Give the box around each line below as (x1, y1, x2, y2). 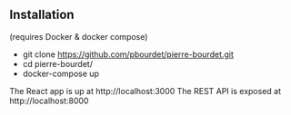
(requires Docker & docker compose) (9, 31, 148, 42)
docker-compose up (22, 68, 100, 79)
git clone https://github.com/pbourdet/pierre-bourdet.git (22, 49, 235, 60)
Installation (9, 7, 75, 23)
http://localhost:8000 (9, 95, 89, 106)
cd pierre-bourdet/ (22, 58, 94, 69)
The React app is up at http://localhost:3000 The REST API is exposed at (9, 85, 282, 96)
